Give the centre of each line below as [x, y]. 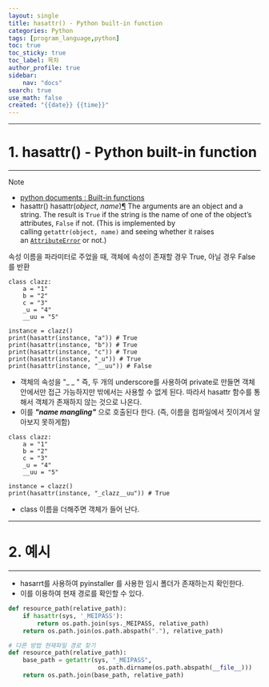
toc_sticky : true [37, 53]
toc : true [25, 46]
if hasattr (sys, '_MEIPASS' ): [73, 616]
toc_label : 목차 [34, 61]
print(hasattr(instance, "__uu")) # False [80, 366]
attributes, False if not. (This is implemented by [98, 223]
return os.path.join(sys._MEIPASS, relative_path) [123, 623]
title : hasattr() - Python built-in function [85, 23]
